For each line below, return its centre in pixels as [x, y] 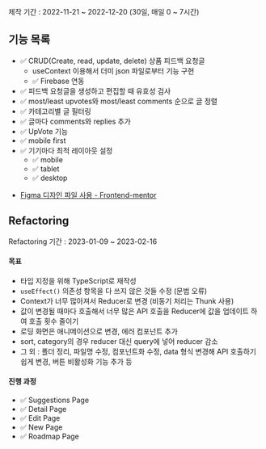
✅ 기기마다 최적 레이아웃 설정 [66, 150]
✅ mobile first [43, 141]
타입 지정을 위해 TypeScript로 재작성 [78, 280]
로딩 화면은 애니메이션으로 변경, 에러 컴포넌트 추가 [99, 331]
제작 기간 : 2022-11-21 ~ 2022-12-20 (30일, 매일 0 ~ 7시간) [104, 12]
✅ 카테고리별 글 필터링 [55, 111]
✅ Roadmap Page [49, 436]
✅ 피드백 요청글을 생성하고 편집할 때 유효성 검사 [95, 90]
